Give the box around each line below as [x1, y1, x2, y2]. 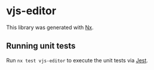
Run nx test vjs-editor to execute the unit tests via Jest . [6, 56, 148, 63]
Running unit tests [6, 41, 76, 51]
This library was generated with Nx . [6, 24, 94, 31]
